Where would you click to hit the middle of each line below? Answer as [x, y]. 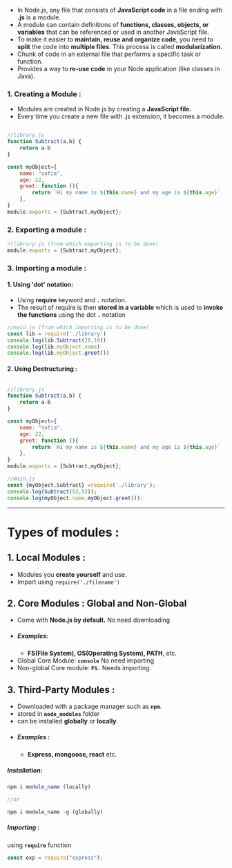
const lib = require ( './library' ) [57, 334]
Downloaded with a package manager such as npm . [89, 707]
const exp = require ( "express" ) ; [55, 858]
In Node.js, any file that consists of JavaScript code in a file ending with [120, 10]
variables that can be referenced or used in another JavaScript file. [113, 32]
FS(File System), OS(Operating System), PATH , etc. [102, 654]
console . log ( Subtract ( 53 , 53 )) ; [52, 491]
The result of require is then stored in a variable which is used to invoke [120, 307]
